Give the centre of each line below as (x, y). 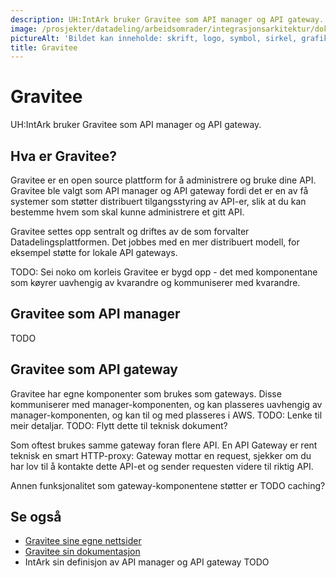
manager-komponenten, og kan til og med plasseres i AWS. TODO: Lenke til (166, 415)
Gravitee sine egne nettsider (83, 541)
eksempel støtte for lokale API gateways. (94, 252)
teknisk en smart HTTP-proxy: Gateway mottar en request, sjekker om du (161, 455)
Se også (36, 517)
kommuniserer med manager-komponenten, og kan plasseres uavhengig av (166, 404)
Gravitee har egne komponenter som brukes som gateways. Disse (146, 393)
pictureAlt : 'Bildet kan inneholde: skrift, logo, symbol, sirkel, (154, 38)
